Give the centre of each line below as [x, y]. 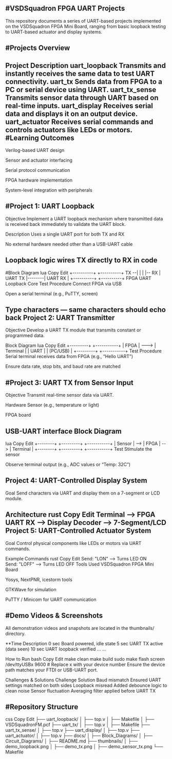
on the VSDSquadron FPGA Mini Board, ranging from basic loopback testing [85, 26]
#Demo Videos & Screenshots [54, 616]
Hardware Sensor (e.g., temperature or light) [52, 405]
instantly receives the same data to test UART [80, 73]
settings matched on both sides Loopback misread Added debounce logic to [86, 685]
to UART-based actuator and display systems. [54, 32]
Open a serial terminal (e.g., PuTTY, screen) [52, 293]
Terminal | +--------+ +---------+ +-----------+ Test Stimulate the [82, 449]
